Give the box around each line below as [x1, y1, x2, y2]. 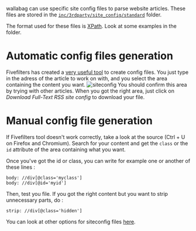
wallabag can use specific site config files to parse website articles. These [6, 5, 186, 12]
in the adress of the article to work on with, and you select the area [6, 74, 168, 81]
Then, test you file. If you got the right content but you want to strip [6, 190, 169, 197]
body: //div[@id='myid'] [6, 180, 67, 186]
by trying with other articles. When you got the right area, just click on [6, 87, 174, 94]
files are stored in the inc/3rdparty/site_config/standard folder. [6, 11, 162, 18]
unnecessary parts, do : [6, 196, 63, 203]
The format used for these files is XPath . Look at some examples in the [6, 23, 177, 29]
